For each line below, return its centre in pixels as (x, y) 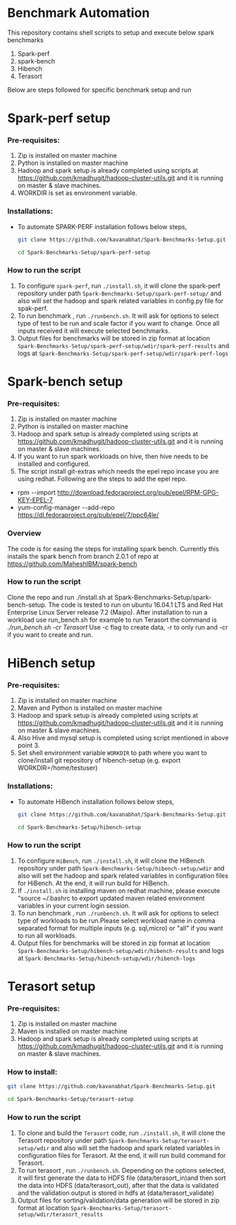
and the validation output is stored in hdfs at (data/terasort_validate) (116, 1193)
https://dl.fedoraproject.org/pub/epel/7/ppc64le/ (88, 515)
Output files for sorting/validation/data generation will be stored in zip (118, 1200)
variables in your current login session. (74, 905)
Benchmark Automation (79, 13)
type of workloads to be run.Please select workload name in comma (117, 921)
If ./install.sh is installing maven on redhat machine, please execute (119, 890)
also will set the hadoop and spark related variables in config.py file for (120, 300)
